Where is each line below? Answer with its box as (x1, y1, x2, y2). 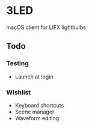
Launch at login (14, 73, 54, 80)
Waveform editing (14, 114, 60, 121)
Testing (6, 59, 29, 68)
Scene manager (14, 108, 55, 115)
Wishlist (6, 88, 31, 97)
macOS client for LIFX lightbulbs (6, 24, 86, 31)
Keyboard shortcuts (14, 101, 64, 109)
